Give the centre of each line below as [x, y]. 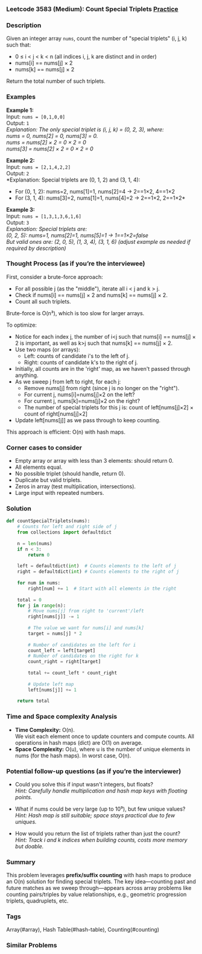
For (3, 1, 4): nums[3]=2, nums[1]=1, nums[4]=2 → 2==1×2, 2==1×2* [100, 198]
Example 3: [21, 209]
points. [24, 797]
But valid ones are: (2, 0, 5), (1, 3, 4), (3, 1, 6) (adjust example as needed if [99, 241]
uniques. [26, 822]
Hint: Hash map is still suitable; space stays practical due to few [95, 815]
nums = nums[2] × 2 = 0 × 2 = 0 [46, 142]
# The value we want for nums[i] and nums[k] [86, 628]
